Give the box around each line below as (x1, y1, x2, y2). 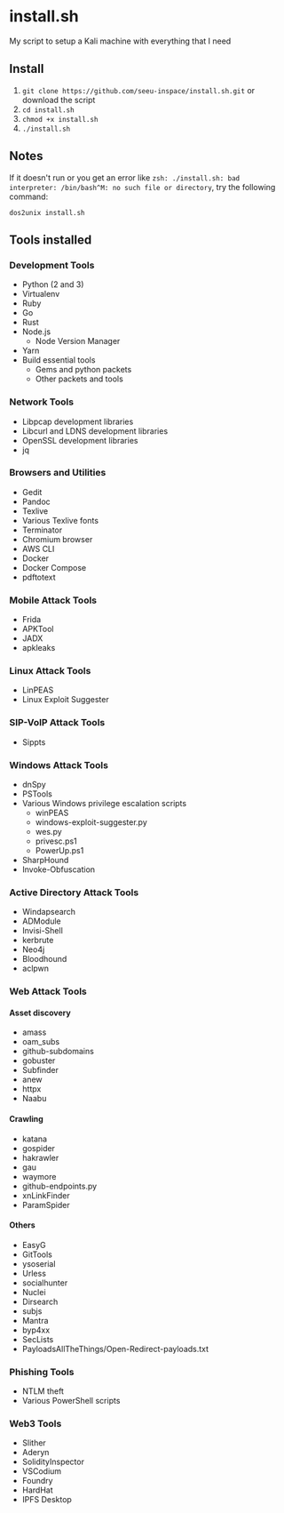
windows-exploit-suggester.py (35, 817, 148, 828)
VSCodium (21, 1466, 62, 1477)
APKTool (21, 624, 54, 635)
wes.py (35, 827, 62, 837)
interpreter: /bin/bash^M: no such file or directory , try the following (9, 181, 276, 192)
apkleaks (21, 643, 56, 653)
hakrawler (21, 1152, 59, 1163)
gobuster (21, 1055, 56, 1066)
